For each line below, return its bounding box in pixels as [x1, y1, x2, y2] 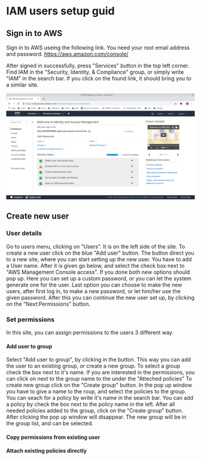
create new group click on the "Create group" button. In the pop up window [6, 381, 193, 389]
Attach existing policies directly [6, 447, 87, 455]
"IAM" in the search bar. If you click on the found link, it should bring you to [6, 75, 191, 82]
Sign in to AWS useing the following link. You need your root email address [6, 44, 190, 51]
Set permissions [6, 315, 55, 324]
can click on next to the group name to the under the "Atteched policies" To [6, 375, 193, 383]
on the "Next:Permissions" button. [6, 300, 91, 307]
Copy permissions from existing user [6, 434, 100, 441]
